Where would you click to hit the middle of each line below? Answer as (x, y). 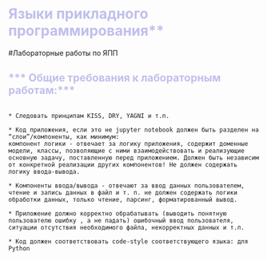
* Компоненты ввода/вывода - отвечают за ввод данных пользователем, (127, 185)
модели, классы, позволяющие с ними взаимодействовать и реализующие (127, 151)
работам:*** (42, 91)
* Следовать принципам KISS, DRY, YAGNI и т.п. (89, 116)
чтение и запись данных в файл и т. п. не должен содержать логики (123, 192)
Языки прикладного (78, 14)
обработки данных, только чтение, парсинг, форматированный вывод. (123, 199)
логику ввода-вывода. (44, 171)
